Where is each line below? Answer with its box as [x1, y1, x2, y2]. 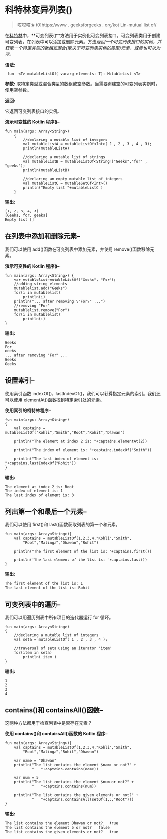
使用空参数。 [5, 87, 31, 93]
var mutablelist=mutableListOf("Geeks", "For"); [14, 277, 116, 282]
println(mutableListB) [23, 167, 70, 173]
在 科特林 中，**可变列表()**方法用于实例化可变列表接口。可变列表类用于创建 [5, 32, 161, 38]
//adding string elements [14, 281, 68, 286]
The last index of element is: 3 [5, 492, 74, 498]
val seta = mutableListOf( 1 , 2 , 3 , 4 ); [14, 637, 108, 642]
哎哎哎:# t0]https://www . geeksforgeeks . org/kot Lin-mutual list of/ [17, 22, 157, 28]
